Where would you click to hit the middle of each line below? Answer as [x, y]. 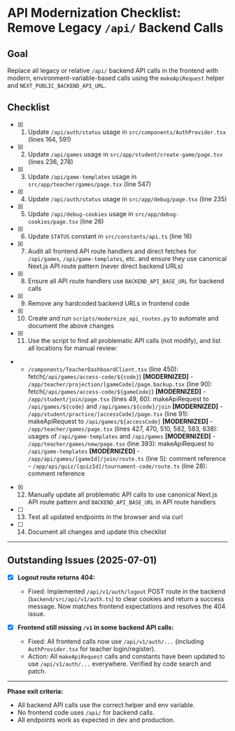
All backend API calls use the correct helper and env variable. [106, 705]
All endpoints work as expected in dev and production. [96, 720]
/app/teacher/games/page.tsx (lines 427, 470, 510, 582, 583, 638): [123, 429]
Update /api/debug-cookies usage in [81, 214]
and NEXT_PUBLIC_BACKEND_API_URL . [57, 85]
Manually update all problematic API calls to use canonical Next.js [123, 494]
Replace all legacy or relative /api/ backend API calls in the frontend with [113, 71]
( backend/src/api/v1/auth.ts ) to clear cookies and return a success [126, 598]
